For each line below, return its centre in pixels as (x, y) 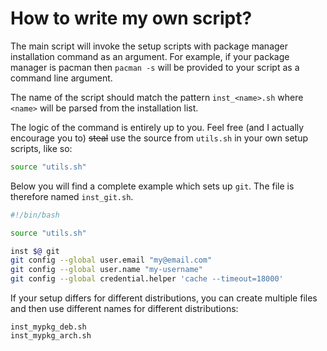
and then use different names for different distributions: (124, 309)
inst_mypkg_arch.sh (51, 336)
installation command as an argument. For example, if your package (150, 56)
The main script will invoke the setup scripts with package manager (149, 46)
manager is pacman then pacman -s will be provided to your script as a (155, 67)
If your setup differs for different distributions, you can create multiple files (164, 298)
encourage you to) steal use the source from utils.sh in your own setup (159, 138)
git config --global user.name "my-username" (106, 270)
